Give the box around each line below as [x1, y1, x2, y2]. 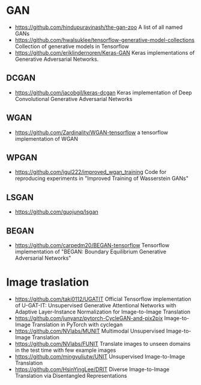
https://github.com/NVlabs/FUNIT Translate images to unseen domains [14, 340, 191, 347]
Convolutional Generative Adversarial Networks [14, 95, 133, 102]
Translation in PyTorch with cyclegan [32, 321, 123, 328]
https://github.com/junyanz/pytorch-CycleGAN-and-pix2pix [14, 314, 163, 322]
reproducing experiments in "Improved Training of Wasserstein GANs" [14, 175, 189, 182]
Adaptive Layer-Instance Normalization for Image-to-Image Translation [14, 308, 191, 315]
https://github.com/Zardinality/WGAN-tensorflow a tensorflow [14, 129, 169, 136]
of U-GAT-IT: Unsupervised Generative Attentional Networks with [14, 301, 177, 309]
